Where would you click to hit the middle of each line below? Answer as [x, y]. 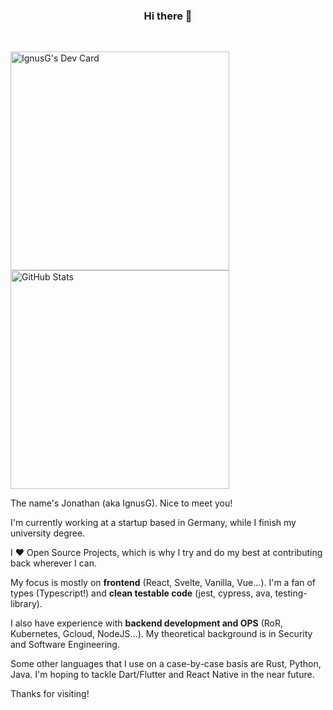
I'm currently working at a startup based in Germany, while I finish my [153, 523]
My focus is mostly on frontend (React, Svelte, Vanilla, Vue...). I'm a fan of [163, 583]
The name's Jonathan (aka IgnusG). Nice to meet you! [121, 503]
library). [26, 604]
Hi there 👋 [168, 16]
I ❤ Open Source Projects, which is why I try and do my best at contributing [166, 553]
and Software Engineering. [65, 645]
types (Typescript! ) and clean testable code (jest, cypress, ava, [141, 593]
